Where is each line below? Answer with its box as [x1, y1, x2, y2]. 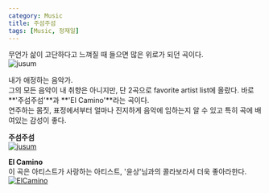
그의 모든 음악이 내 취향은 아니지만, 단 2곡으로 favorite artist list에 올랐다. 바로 [8, 85, 255, 95]
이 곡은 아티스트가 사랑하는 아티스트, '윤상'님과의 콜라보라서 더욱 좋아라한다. [8, 166, 247, 177]
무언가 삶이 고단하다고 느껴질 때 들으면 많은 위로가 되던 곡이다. [8, 50, 204, 60]
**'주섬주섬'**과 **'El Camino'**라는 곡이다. [8, 96, 150, 105]
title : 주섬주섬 [8, 19, 56, 27]
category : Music [8, 11, 63, 20]
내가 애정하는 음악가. [8, 76, 73, 85]
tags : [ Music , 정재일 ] [8, 27, 80, 35]
